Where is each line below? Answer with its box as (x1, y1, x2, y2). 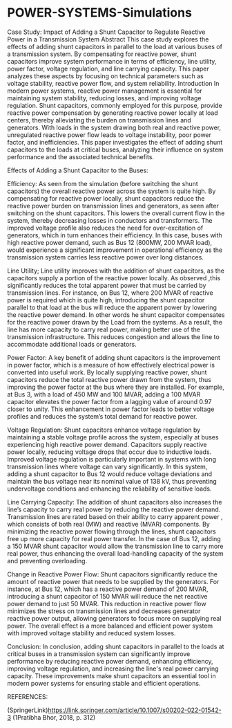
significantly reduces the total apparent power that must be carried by (7, 281, 206, 289)
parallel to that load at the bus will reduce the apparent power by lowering (7, 303, 217, 311)
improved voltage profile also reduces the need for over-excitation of (7, 224, 204, 232)
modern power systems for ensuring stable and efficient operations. (7, 679, 201, 687)
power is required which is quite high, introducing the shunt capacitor (7, 295, 205, 304)
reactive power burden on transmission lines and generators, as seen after (7, 201, 219, 210)
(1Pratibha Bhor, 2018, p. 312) (12, 713, 96, 721)
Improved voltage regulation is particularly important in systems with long (7, 455, 216, 463)
